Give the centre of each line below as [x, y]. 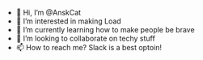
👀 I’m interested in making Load [68, 21]
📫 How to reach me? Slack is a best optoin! [89, 47]
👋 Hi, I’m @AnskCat [49, 13]
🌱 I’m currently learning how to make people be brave [106, 30]
